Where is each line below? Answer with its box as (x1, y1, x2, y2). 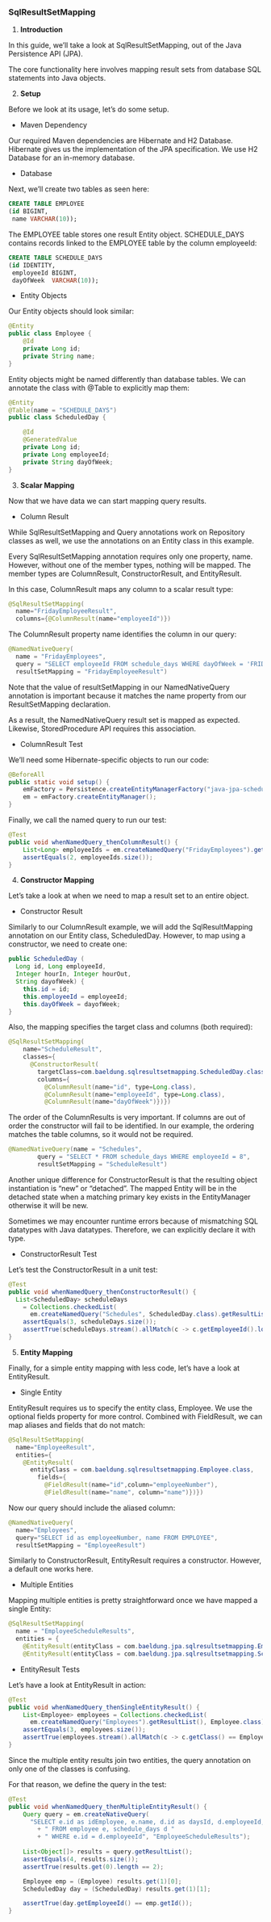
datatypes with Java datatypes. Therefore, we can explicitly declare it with (8, 1224, 256, 1234)
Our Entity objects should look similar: (8, 306, 135, 317)
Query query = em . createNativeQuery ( (23, 1810, 150, 1819)
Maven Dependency (19, 120, 87, 130)
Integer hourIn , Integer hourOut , (15, 970, 131, 979)
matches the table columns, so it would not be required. (8, 1130, 194, 1139)
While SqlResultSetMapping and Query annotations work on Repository (8, 527, 245, 537)
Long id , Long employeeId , (15, 963, 106, 971)
